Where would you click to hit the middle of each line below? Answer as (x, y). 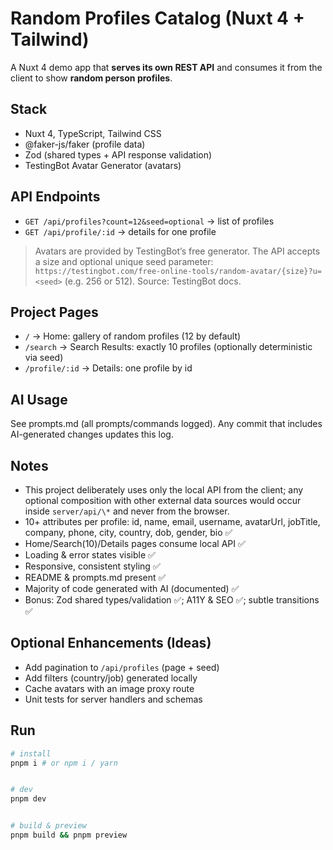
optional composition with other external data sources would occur (163, 500)
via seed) (44, 358)
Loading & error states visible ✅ (90, 555)
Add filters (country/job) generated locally (111, 678)
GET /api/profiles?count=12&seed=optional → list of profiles (149, 221)
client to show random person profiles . (91, 78)
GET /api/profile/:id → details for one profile (120, 231)
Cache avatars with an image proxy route (109, 688)
